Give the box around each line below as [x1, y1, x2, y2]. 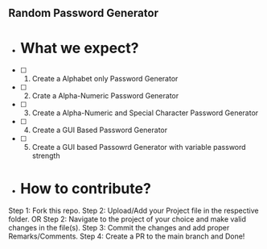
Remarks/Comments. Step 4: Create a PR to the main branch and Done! [8, 231, 245, 241]
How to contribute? [19, 179, 151, 197]
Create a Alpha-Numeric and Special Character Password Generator [31, 108, 259, 118]
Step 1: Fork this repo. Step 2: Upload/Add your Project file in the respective [8, 205, 259, 216]
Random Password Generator [8, 6, 159, 20]
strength [31, 151, 60, 160]
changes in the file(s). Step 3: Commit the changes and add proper [8, 223, 230, 233]
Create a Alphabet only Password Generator [31, 74, 179, 84]
